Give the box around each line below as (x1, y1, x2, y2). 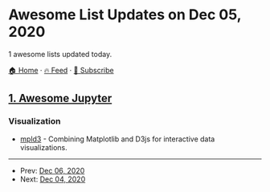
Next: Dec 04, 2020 (19, 174, 86, 184)
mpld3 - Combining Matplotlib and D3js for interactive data (19, 134, 215, 144)
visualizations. (19, 142, 68, 152)
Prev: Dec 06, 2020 (19, 165, 85, 175)
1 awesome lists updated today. (8, 49, 112, 59)
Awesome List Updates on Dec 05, (8, 6, 242, 24)
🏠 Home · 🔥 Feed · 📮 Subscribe (8, 65, 114, 75)
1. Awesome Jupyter (8, 92, 112, 105)
